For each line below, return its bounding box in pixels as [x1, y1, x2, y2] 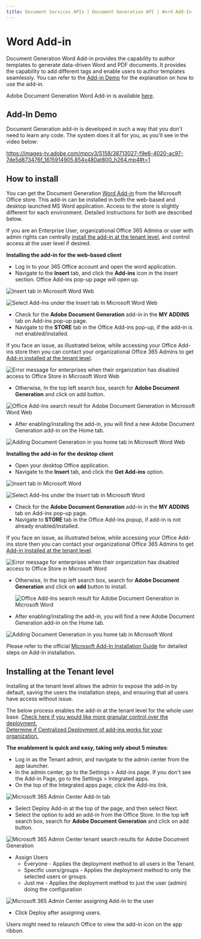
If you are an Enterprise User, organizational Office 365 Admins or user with [6, 227, 194, 234]
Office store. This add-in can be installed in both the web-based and [6, 196, 176, 204]
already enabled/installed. [14, 522, 79, 530]
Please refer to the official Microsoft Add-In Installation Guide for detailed [6, 643, 188, 650]
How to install [6, 173, 59, 184]
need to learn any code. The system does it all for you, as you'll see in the [6, 132, 189, 139]
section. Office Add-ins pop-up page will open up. [14, 276, 140, 283]
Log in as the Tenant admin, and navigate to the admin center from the [14, 756, 189, 763]
